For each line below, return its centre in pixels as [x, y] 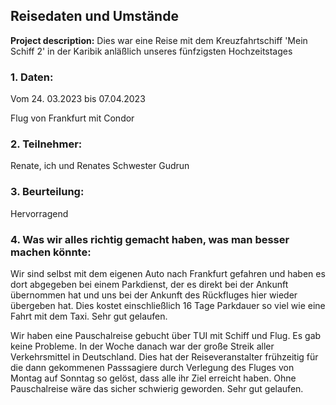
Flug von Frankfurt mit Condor [72, 118]
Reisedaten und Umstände [94, 16]
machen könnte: [51, 252]
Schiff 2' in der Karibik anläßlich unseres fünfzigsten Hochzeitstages [151, 51]
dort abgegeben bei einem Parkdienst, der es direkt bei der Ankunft [149, 284]
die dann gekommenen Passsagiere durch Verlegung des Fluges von [152, 367]
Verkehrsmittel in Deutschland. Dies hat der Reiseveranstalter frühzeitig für [164, 357]
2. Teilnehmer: [46, 144]
